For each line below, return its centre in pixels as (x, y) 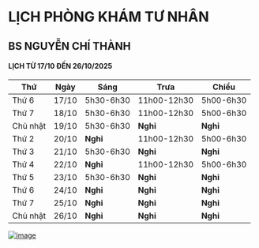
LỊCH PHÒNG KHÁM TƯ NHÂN (109, 17)
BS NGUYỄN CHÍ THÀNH (70, 46)
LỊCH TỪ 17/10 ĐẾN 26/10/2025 (60, 66)
